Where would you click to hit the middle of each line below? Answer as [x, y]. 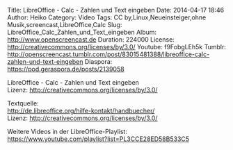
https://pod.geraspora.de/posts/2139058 [66, 69]
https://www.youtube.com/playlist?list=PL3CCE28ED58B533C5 [98, 139]
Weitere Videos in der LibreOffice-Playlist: [67, 132]
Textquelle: [23, 103]
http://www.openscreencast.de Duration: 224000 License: [91, 40]
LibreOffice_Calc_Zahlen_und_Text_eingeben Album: [82, 32]
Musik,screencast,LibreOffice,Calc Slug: [65, 25]
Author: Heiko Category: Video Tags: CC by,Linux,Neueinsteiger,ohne [107, 17]
